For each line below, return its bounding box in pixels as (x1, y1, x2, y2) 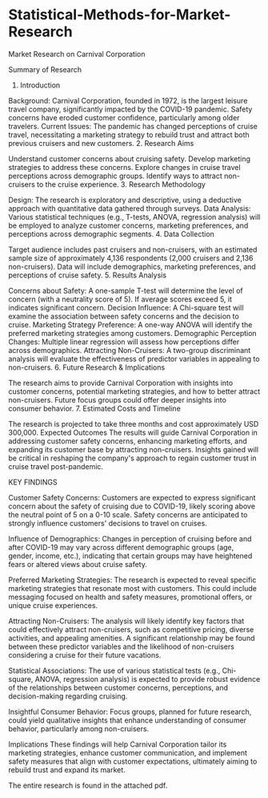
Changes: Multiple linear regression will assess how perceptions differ (8, 337, 240, 346)
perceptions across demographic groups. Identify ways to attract (8, 171, 222, 180)
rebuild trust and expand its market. (8, 764, 126, 775)
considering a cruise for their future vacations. (8, 650, 162, 659)
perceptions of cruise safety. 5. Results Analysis (8, 270, 166, 280)
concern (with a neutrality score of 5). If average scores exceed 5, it (8, 294, 233, 304)
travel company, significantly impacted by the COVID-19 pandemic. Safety (8, 104, 253, 114)
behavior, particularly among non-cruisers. (8, 723, 150, 733)
